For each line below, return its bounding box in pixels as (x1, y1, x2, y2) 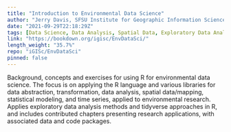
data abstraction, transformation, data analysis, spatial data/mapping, (7, 88, 204, 96)
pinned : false (7, 55, 48, 62)
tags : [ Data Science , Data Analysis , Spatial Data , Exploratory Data (7, 29, 211, 36)
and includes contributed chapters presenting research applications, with (7, 109, 214, 118)
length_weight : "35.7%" (7, 42, 76, 49)
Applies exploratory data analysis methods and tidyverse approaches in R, (7, 102, 218, 110)
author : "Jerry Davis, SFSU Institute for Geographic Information (7, 16, 201, 23)
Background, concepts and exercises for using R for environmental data (7, 73, 211, 81)
